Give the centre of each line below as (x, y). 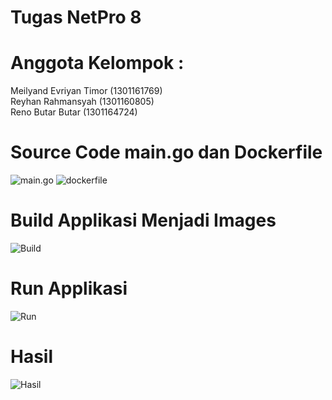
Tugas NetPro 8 (76, 17)
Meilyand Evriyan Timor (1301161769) (86, 91)
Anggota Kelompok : (97, 63)
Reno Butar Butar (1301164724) (74, 112)
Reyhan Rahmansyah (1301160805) (82, 102)
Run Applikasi (69, 288)
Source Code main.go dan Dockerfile (166, 152)
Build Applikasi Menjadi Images (143, 220)
